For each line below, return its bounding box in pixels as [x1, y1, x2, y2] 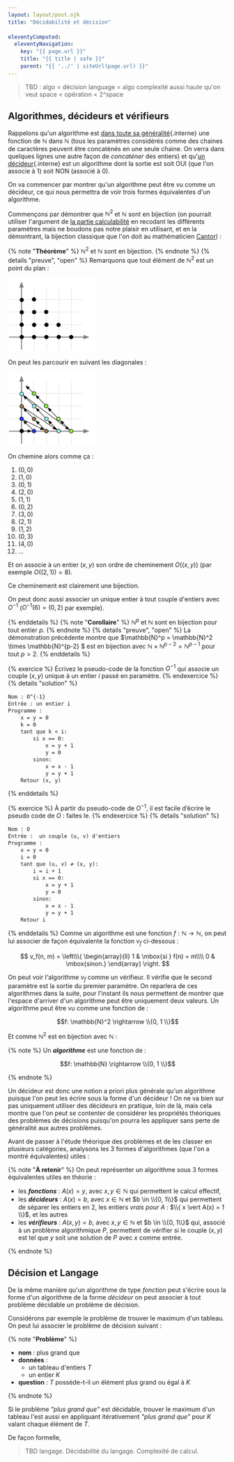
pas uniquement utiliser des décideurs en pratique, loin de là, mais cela [8, 1102, 212, 1110]
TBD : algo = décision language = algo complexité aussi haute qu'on [24, 82, 221, 91]
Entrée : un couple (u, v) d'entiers [8, 833, 120, 840]
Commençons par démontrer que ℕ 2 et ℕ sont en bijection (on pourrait [8, 208, 212, 218]
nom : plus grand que [17, 1348, 80, 1357]
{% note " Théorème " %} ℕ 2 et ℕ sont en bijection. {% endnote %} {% [8, 246, 210, 255]
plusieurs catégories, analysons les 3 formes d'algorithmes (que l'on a [8, 1145, 210, 1153]
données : [17, 1355, 48, 1364]
